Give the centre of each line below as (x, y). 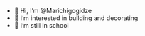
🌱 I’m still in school (41, 25)
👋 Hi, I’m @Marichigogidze (53, 11)
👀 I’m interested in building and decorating (76, 18)
